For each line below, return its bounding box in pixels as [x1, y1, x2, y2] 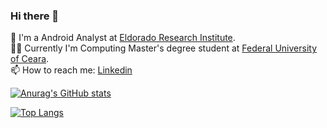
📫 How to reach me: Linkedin [10, 64, 133, 76]
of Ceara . [10, 53, 50, 65]
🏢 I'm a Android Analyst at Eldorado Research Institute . [10, 32, 236, 44]
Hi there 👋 [10, 9, 60, 23]
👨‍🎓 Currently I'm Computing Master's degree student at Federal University [10, 42, 318, 54]
